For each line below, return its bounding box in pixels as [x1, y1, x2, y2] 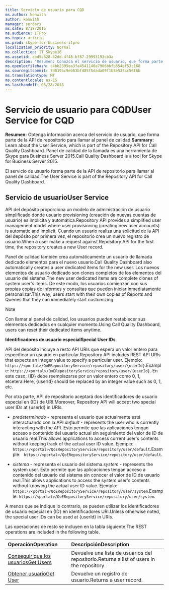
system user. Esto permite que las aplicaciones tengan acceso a [12, 467, 146, 473]
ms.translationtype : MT [5, 73, 55, 78]
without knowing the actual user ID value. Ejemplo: [12, 483, 118, 489]
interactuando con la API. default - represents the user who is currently [12, 419, 159, 426]
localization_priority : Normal [5, 45, 71, 50]
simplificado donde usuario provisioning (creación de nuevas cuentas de [5, 212, 156, 218]
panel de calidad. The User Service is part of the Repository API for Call [5, 173, 152, 179]
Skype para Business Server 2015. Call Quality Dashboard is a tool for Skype [5, 153, 162, 159]
